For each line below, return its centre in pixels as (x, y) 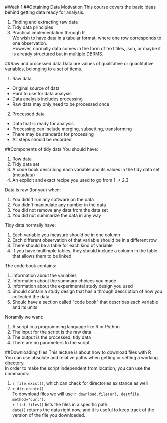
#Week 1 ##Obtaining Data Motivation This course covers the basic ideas (81, 7)
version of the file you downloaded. (49, 415)
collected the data (31, 297)
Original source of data (36, 88)
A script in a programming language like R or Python (66, 327)
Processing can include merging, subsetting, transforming (72, 129)
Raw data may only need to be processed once (61, 104)
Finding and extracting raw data (45, 22)
